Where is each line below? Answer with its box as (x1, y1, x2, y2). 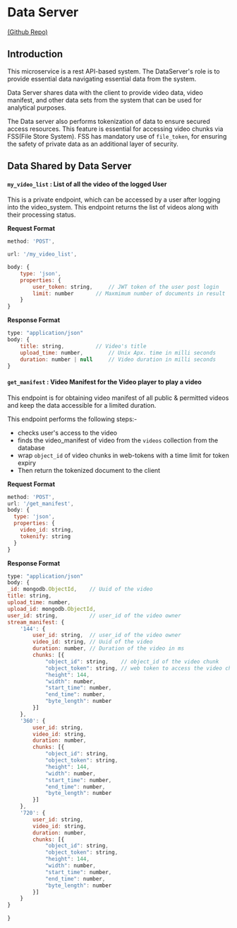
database (17, 443, 45, 452)
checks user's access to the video (17, 428, 118, 437)
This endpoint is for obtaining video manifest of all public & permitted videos (7, 394, 229, 402)
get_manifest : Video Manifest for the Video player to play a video (7, 378, 202, 386)
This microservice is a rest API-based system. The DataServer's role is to (7, 67, 220, 75)
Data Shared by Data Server (7, 160, 132, 172)
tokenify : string (20, 532, 71, 540)
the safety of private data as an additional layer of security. (7, 139, 178, 148)
